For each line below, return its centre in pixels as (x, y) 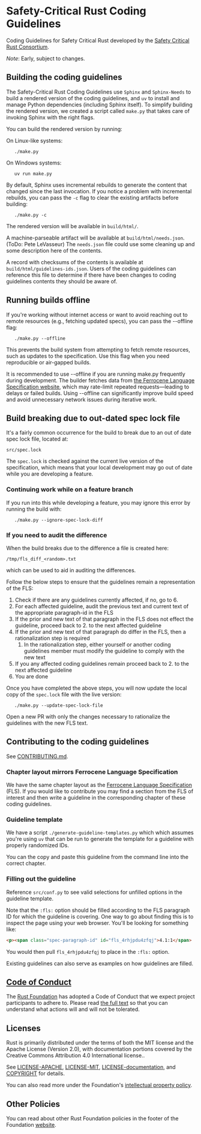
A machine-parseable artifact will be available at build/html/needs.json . (95, 238)
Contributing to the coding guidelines (78, 742)
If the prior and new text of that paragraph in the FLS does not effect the (104, 619)
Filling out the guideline (41, 879)
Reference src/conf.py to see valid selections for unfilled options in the (94, 892)
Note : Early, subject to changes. (46, 58)
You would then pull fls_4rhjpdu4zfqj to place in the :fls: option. (88, 952)
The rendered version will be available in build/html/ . (73, 226)
